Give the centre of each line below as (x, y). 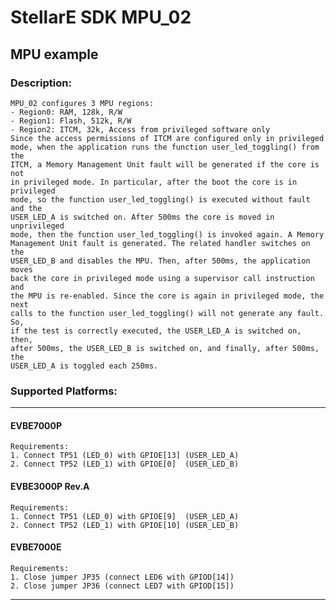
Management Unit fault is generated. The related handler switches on (160, 243)
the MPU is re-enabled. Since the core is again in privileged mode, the (167, 296)
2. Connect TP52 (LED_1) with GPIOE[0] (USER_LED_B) (125, 464)
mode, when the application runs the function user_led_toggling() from (165, 147)
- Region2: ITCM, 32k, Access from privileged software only (140, 129)
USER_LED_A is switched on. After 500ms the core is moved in (142, 217)
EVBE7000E (36, 547)
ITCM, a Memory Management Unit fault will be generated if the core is (165, 164)
